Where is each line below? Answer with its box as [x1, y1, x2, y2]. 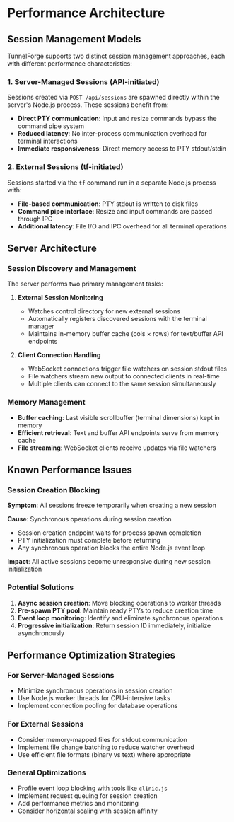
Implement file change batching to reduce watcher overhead [17, 743, 194, 751]
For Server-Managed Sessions [7, 670, 115, 680]
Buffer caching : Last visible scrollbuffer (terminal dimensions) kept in [17, 413, 221, 422]
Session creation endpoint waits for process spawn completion [17, 528, 201, 537]
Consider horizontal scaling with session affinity [17, 806, 158, 815]
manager [28, 322, 54, 330]
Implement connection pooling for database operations [17, 702, 178, 710]
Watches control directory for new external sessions [28, 307, 181, 316]
